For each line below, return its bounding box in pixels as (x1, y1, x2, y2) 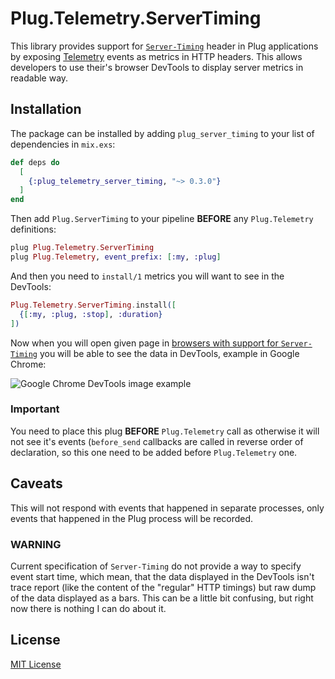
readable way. (10, 72, 69, 84)
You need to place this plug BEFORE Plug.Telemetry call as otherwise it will (10, 425, 320, 437)
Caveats (10, 475, 63, 492)
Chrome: (10, 358, 47, 370)
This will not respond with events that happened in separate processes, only (10, 502, 325, 514)
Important (10, 402, 60, 416)
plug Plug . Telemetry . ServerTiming (10, 243, 155, 253)
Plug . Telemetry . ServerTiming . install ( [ (10, 300, 177, 310)
